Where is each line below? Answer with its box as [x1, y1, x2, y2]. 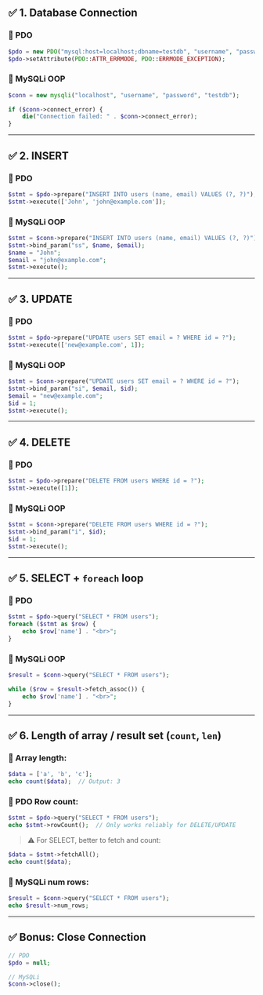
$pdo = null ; [8, 959, 51, 967]
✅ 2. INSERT [8, 149, 69, 162]
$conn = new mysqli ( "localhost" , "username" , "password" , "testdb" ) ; [8, 91, 240, 99]
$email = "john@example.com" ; [8, 256, 107, 264]
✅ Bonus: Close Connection [8, 931, 146, 944]
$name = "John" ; [8, 249, 61, 257]
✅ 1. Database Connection [8, 6, 139, 20]
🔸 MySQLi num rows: [8, 877, 89, 887]
